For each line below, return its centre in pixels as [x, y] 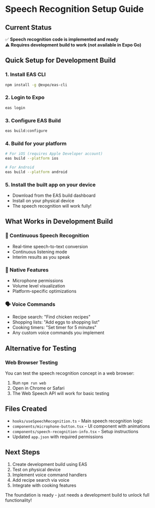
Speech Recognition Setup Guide [75, 9]
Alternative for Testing [41, 348]
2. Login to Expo [25, 98]
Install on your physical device [43, 201]
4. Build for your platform [36, 143]
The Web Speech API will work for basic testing [61, 393]
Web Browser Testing [31, 362]
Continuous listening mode [40, 252]
